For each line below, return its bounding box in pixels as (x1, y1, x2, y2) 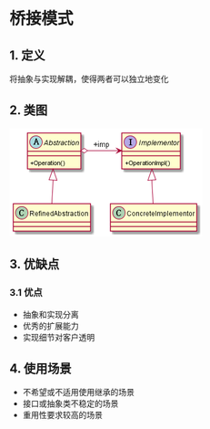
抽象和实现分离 (22, 309, 79, 319)
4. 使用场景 (9, 361, 72, 376)
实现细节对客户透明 (22, 331, 95, 342)
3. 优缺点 (9, 256, 60, 272)
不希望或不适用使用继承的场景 (22, 387, 135, 398)
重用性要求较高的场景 (22, 410, 103, 421)
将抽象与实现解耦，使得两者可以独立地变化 (9, 74, 169, 84)
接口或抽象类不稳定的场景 (22, 398, 119, 409)
